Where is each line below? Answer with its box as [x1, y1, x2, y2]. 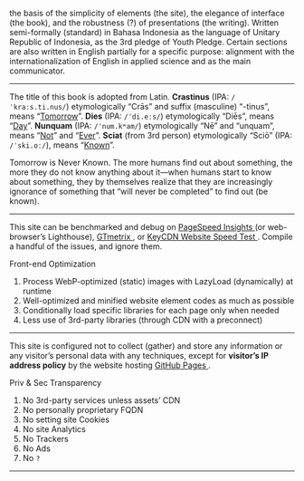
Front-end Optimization [9, 258, 97, 269]
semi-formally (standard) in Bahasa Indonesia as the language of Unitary [9, 27, 280, 37]
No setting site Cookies [22, 414, 110, 425]
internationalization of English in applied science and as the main [9, 56, 252, 66]
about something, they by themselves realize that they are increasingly [9, 177, 273, 187]
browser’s [9, 231, 47, 242]
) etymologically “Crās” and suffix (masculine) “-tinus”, [66, 101, 270, 111]
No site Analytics [22, 424, 86, 434]
